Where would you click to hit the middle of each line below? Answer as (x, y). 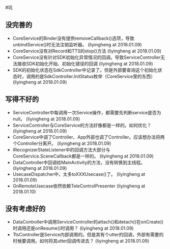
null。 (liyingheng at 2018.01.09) (46, 119)
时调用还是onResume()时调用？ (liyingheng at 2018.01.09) (73, 228)
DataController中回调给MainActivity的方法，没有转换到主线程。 (79, 162)
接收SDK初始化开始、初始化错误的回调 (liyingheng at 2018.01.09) (85, 64)
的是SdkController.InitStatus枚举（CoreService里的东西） (95, 76)
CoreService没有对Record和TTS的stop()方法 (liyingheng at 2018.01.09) (87, 51)
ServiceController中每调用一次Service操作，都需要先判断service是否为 (87, 112)
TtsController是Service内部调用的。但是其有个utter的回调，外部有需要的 (88, 235)
